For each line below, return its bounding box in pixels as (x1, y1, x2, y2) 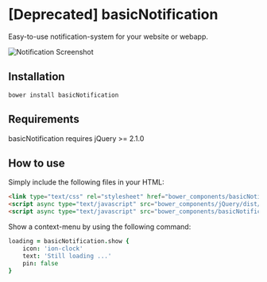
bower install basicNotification (8, 91, 119, 99)
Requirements (8, 112, 79, 126)
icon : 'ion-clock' (22, 244, 83, 253)
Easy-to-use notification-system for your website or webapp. (8, 32, 209, 41)
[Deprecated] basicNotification (8, 6, 219, 24)
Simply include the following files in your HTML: (8, 177, 164, 187)
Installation (8, 70, 65, 84)
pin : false (22, 259, 59, 267)
